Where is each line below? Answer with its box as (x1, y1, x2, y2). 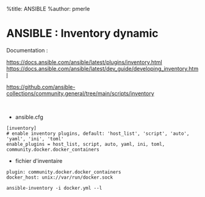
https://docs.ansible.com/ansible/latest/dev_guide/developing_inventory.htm (6, 65, 199, 72)
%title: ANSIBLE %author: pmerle (6, 5, 90, 12)
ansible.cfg (15, 113, 44, 121)
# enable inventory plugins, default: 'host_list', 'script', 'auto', (6, 131, 190, 137)
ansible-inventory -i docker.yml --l (6, 185, 103, 191)
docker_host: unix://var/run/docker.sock (6, 174, 113, 181)
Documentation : (6, 46, 48, 54)
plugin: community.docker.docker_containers (6, 169, 121, 175)
